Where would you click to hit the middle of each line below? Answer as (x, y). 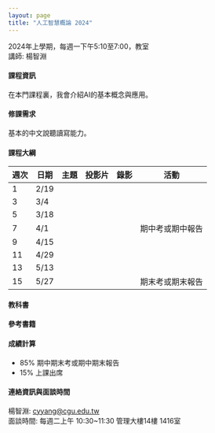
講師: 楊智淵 (27, 56)
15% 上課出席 (41, 372)
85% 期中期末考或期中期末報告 (69, 362)
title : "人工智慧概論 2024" (50, 23)
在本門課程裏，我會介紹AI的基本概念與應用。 (80, 94)
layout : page (29, 15)
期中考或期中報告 (171, 229)
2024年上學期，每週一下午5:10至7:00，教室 (78, 46)
